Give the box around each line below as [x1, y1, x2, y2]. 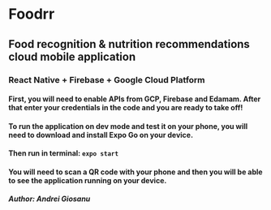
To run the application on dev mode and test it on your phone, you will [8, 121, 248, 131]
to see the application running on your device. [8, 175, 167, 185]
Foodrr [8, 5, 55, 24]
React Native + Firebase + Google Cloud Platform [8, 74, 205, 85]
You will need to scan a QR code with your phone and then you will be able [8, 167, 263, 177]
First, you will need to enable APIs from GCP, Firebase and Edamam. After [8, 94, 261, 104]
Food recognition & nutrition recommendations [8, 37, 250, 51]
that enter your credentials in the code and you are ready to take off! [8, 103, 243, 113]
